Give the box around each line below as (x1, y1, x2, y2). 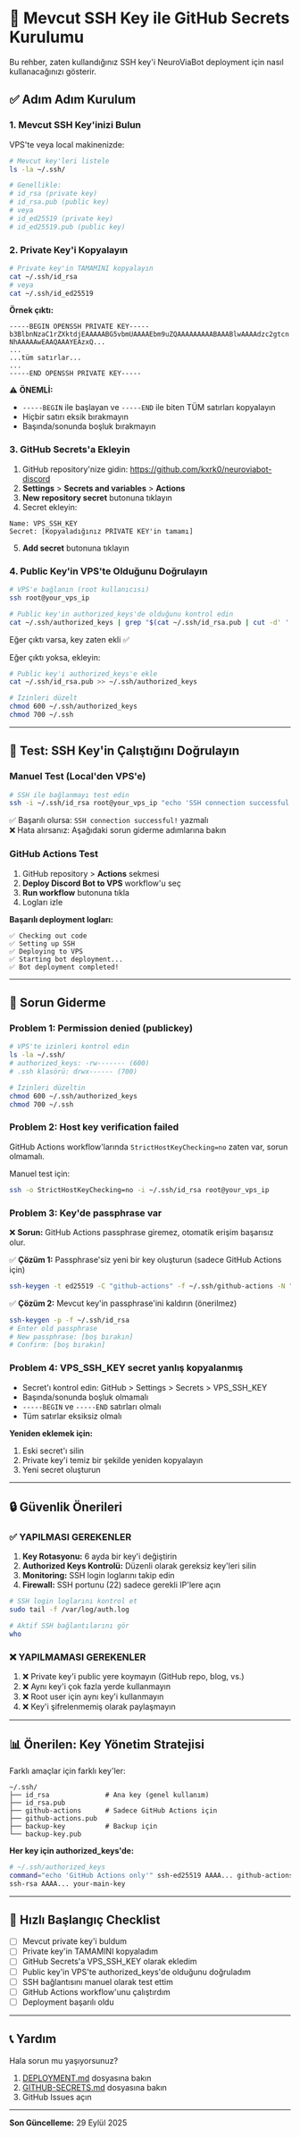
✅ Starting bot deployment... (9, 955, 123, 963)
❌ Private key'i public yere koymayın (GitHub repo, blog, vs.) (21, 1671, 245, 1682)
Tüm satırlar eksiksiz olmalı (21, 1410, 122, 1421)
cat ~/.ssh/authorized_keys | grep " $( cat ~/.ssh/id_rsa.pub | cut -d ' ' (9, 618, 290, 627)
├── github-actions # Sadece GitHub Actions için (9, 1805, 218, 1815)
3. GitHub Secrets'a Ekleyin (9, 443, 131, 456)
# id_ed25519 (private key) (9, 214, 114, 223)
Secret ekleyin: (21, 501, 78, 512)
